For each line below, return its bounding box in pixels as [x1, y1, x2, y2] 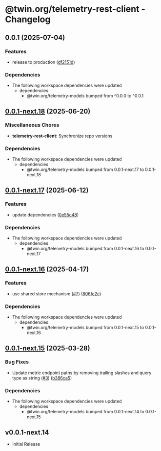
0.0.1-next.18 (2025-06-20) [5, 107, 91, 116]
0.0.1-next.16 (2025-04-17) [5, 265, 89, 273]
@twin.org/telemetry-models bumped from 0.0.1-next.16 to [26, 246, 144, 252]
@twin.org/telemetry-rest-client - [5, 3, 145, 15]
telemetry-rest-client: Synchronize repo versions [12, 133, 113, 139]
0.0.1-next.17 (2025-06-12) [5, 186, 89, 194]
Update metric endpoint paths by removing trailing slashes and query [12, 370, 152, 376]
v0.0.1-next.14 [5, 428, 49, 436]
